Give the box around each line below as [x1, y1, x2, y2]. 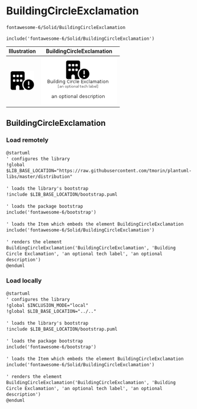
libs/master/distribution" [6, 173, 73, 179]
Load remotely [6, 135, 49, 144]
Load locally [6, 276, 42, 284]
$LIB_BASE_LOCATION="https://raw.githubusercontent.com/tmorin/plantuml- [6, 167, 192, 173]
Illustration [8, 47, 37, 55]
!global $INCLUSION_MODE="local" [6, 303, 89, 309]
